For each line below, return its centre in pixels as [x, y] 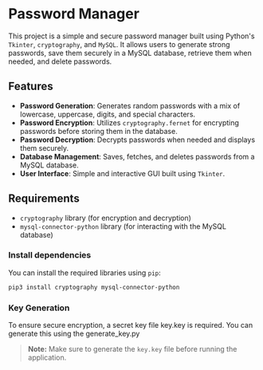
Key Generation [39, 308]
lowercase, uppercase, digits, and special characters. [108, 114]
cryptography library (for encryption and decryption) [105, 218]
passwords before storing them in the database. [98, 131]
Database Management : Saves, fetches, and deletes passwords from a [137, 156]
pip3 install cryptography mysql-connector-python [94, 287]
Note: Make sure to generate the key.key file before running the [132, 349]
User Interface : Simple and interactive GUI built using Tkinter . [122, 173]
